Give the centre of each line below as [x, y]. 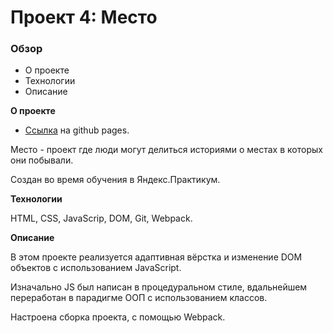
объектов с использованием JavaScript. [96, 268]
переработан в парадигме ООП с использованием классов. [139, 298]
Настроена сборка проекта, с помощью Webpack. [118, 317]
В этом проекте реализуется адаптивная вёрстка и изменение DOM [156, 257]
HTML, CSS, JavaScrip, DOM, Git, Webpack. [101, 218]
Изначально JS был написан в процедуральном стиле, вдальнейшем [159, 287]
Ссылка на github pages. [77, 130]
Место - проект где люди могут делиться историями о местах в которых [166, 150]
